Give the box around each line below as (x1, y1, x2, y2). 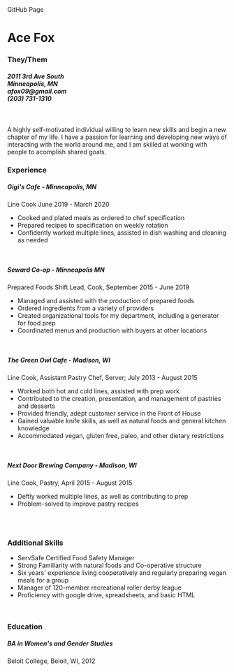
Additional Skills (7, 538, 64, 548)
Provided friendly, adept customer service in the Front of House (17, 409, 201, 417)
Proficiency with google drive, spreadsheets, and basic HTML (17, 591, 196, 599)
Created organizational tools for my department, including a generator (17, 311, 219, 319)
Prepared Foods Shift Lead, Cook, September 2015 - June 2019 (7, 283, 190, 291)
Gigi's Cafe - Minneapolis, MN (7, 182, 97, 191)
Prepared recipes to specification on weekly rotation (17, 221, 168, 229)
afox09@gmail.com (7, 87, 67, 95)
